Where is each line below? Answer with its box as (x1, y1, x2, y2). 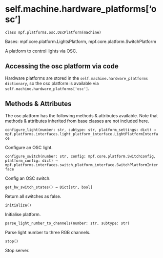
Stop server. (5, 247, 30, 253)
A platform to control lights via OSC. (5, 48, 77, 54)
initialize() (5, 203, 32, 208)
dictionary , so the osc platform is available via (5, 80, 99, 86)
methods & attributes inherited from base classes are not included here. (5, 118, 149, 124)
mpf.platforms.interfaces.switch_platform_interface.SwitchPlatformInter (5, 162, 159, 167)
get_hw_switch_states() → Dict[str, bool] (5, 185, 93, 190)
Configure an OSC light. (5, 144, 53, 150)
